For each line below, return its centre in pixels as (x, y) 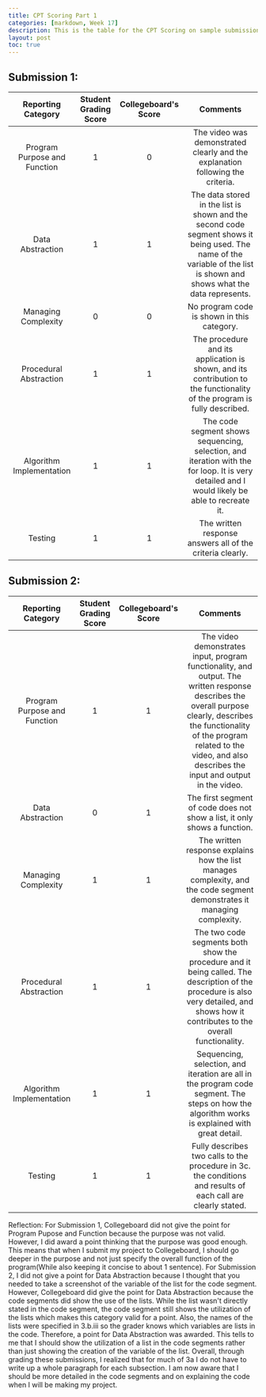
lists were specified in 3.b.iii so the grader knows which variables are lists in (132, 1326)
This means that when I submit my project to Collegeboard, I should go (123, 1250)
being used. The (220, 244)
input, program (220, 656)
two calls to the (220, 1156)
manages (220, 870)
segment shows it (220, 234)
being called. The (220, 972)
